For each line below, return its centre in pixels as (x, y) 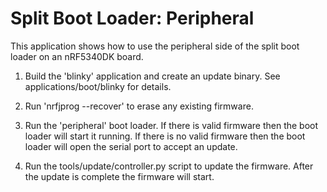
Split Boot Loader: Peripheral (132, 18)
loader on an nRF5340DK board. (77, 56)
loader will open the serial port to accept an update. (131, 146)
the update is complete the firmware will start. (119, 176)
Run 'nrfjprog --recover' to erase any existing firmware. (139, 106)
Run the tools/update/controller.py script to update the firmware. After (169, 166)
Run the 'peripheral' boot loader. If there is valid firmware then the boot (171, 125)
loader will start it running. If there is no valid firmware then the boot (165, 136)
